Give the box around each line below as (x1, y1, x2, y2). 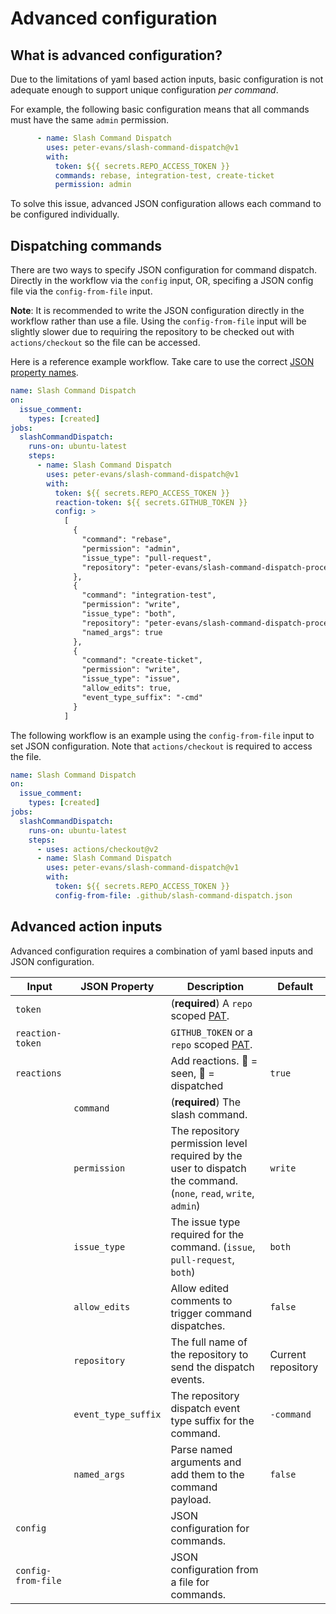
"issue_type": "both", (81, 609, 177, 619)
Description (186, 979, 245, 993)
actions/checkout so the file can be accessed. (10, 337, 201, 349)
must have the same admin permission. (10, 114, 170, 126)
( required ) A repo (170, 996, 253, 1010)
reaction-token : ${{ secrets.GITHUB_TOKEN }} (54, 497, 248, 507)
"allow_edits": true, (81, 683, 172, 694)
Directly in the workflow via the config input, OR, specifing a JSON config (10, 275, 314, 287)
